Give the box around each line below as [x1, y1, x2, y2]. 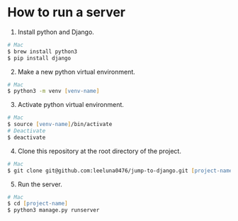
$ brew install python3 [7, 47, 78, 55]
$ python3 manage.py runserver [7, 207, 100, 214]
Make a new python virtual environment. [17, 67, 136, 76]
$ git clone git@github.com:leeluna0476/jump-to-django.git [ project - [7, 167, 220, 174]
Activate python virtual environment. [17, 101, 124, 109]
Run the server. [17, 180, 62, 188]
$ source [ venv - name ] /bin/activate [7, 121, 113, 128]
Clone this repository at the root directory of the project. [17, 147, 182, 155]
